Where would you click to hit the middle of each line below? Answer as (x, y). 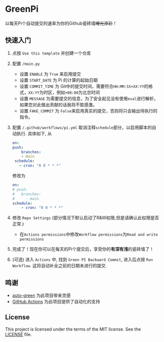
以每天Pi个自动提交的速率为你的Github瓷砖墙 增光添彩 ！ (61, 23)
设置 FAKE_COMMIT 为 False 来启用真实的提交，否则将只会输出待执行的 (88, 111)
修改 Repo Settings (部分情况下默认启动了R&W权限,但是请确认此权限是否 (86, 218)
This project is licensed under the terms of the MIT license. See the (73, 329)
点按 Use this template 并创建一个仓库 (52, 53)
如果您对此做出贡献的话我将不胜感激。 (58, 105)
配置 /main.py (26, 63)
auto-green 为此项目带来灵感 (41, 295)
